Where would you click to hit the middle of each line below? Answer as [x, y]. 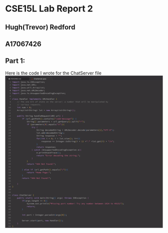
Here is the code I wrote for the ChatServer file [53, 73]
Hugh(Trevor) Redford [40, 27]
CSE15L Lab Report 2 [49, 9]
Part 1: [15, 61]
